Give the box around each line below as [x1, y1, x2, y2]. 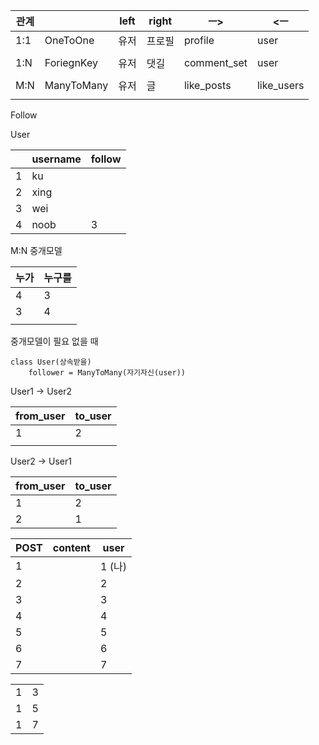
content [52, 541, 91, 554]
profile [183, 34, 215, 47]
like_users [256, 79, 305, 92]
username [31, 152, 82, 166]
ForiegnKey [44, 56, 98, 69]
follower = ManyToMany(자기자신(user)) [28, 368, 187, 378]
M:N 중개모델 [10, 245, 63, 256]
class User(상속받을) [10, 357, 92, 367]
